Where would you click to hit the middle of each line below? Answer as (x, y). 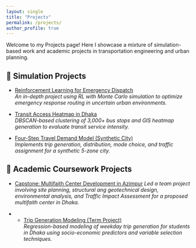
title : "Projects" (29, 17)
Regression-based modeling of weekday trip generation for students (107, 226)
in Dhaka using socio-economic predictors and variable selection (103, 232)
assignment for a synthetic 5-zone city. (62, 151)
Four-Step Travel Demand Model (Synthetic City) (74, 138)
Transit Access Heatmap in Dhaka (56, 114)
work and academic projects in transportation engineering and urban (106, 51)
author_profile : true (33, 28)
